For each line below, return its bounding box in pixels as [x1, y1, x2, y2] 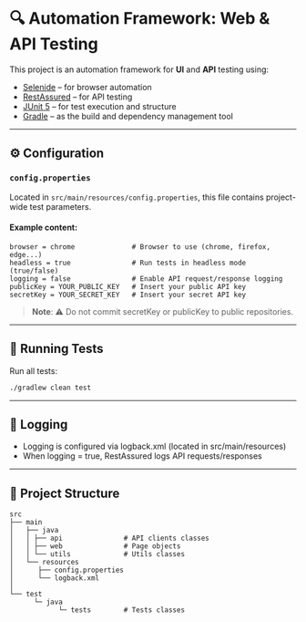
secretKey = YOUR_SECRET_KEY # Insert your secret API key [9, 290, 247, 299]
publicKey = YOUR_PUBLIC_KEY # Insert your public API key [9, 282, 247, 291]
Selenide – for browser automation [22, 81, 152, 92]
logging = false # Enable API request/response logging [9, 274, 283, 284]
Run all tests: [9, 365, 57, 376]
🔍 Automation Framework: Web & [9, 8, 270, 29]
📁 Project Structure [9, 485, 120, 501]
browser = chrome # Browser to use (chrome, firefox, [9, 242, 271, 252]
